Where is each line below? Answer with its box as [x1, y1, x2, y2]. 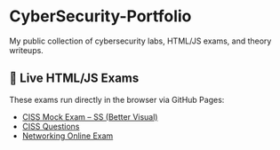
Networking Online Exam [21, 130, 114, 141]
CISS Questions [21, 121, 80, 131]
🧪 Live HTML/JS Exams [9, 71, 140, 86]
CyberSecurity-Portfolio [9, 6, 192, 27]
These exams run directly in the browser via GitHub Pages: [9, 94, 225, 105]
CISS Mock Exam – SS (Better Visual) [21, 111, 158, 122]
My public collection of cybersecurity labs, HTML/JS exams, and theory [9, 36, 272, 46]
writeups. [9, 44, 44, 55]
